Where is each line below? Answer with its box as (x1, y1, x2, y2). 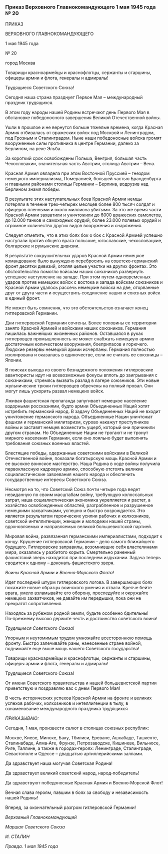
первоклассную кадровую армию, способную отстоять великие (5, 466, 143, 472)
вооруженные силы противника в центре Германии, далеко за (5, 140, 139, 146)
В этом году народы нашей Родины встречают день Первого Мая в (5, 109, 150, 116)
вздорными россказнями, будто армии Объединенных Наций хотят (5, 403, 150, 409)
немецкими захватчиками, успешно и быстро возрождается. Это (5, 508, 145, 514)
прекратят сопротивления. (5, 601, 62, 607)
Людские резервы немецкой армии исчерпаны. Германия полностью (5, 346, 155, 352)
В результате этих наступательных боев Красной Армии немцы (5, 196, 142, 202)
